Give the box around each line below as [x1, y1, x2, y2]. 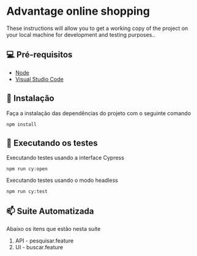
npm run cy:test [6, 189, 48, 195]
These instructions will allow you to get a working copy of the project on [6, 24, 188, 32]
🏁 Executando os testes [6, 138, 98, 148]
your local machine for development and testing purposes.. [6, 31, 155, 38]
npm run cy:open [6, 166, 48, 172]
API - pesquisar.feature [15, 237, 74, 244]
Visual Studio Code [15, 75, 64, 83]
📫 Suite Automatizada [6, 206, 94, 216]
